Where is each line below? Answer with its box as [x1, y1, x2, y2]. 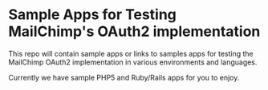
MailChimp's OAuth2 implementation [8, 22, 261, 41]
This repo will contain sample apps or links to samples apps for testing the [8, 49, 254, 58]
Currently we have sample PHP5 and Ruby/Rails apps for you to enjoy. [8, 72, 240, 82]
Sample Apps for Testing [8, 6, 177, 24]
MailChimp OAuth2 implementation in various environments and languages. [8, 57, 258, 67]
